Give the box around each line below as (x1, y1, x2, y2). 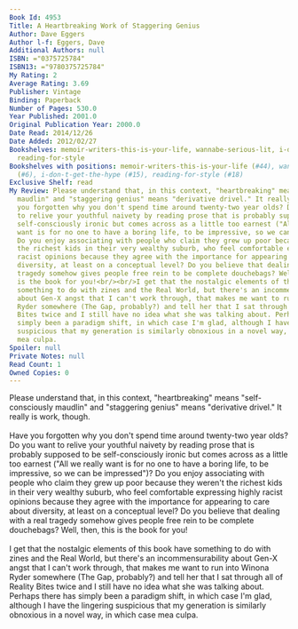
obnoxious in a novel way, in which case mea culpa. (9, 609, 199, 620)
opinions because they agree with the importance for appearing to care (9, 497, 271, 507)
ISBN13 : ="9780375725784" (9, 63, 105, 72)
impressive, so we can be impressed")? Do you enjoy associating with (9, 468, 265, 479)
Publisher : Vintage (9, 87, 82, 96)
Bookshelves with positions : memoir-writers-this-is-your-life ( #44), (9, 162, 276, 171)
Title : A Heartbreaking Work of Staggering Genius (9, 21, 200, 30)
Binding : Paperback (9, 95, 82, 105)
